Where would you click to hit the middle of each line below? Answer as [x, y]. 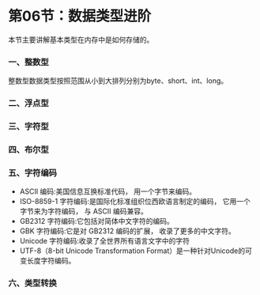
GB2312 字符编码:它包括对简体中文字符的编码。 [96, 221]
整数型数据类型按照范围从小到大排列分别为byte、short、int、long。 [118, 81]
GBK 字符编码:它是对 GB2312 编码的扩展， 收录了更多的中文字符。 [127, 231]
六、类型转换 [33, 283]
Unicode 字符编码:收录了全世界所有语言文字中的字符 [104, 241]
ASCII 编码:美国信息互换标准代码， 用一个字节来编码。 [108, 191]
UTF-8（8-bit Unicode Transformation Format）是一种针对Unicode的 [132, 251]
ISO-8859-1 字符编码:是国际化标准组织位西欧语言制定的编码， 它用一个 [135, 202]
